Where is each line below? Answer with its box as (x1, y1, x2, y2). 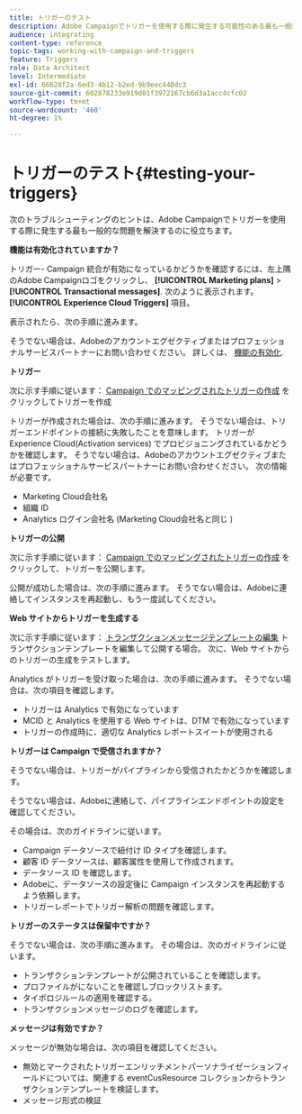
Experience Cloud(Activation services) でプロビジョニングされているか (9, 438, 272, 449)
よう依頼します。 (22, 890, 85, 901)
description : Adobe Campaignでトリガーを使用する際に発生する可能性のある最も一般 (9, 22, 292, 31)
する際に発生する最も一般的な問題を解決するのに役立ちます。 (9, 225, 237, 236)
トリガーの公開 (9, 533, 65, 543)
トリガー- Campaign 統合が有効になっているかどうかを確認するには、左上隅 (9, 263, 291, 275)
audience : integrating (9, 30, 94, 39)
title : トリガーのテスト (9, 13, 92, 23)
